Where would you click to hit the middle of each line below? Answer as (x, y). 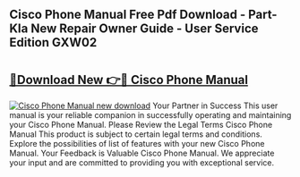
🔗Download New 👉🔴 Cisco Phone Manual (129, 80)
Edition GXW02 (53, 42)
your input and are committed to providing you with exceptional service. (142, 163)
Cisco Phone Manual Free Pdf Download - (128, 15)
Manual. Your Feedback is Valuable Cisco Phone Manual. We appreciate (142, 153)
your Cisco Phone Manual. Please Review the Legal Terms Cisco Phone (141, 125)
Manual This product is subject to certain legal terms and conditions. (136, 134)
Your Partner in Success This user (215, 105)
